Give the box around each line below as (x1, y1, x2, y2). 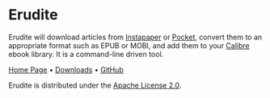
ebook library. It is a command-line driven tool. (8, 49, 164, 59)
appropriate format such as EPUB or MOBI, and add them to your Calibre (8, 40, 251, 50)
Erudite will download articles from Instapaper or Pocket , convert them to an (8, 32, 263, 42)
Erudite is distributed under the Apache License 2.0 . (8, 80, 182, 90)
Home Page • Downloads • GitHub (8, 64, 124, 74)
